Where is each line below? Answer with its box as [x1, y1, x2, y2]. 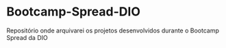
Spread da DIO [6, 33, 49, 41]
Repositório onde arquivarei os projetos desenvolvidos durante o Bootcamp [6, 26, 220, 34]
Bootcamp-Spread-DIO [6, 4, 141, 20]
